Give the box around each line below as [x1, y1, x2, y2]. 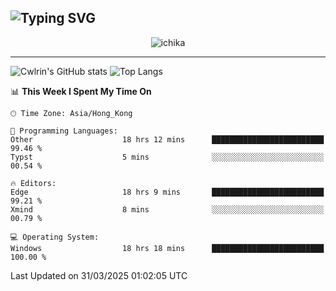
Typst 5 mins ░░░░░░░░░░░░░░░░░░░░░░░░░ [10, 152, 325, 162]
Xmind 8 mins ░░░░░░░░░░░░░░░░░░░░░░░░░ [10, 204, 325, 215]
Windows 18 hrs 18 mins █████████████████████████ [10, 243, 325, 253]
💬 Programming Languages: [10, 126, 118, 136]
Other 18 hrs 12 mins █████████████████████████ [10, 134, 325, 145]
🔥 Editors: [10, 178, 57, 188]
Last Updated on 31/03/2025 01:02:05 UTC [10, 269, 188, 281]
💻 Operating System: [10, 232, 100, 242]
